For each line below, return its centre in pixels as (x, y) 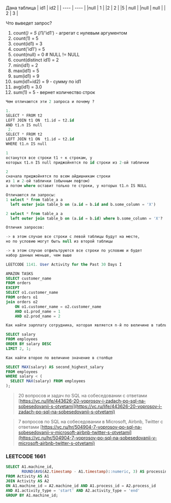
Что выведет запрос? (29, 23)
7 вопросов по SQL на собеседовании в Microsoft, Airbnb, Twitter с (91, 421)
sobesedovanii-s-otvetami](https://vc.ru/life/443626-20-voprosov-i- (90, 406)
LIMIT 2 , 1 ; (18, 349)
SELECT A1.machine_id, (30, 467)
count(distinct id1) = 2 (36, 60)
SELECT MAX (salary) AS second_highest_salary (55, 367)
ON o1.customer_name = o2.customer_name (58, 307)
